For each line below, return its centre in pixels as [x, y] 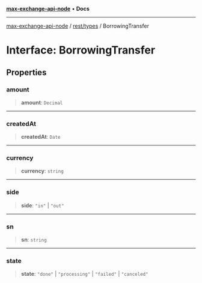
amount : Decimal [42, 102]
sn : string [34, 240]
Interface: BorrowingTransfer [81, 50]
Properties [26, 72]
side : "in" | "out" [42, 205]
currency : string [42, 171]
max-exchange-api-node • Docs [48, 9]
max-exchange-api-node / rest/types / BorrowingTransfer [78, 26]
